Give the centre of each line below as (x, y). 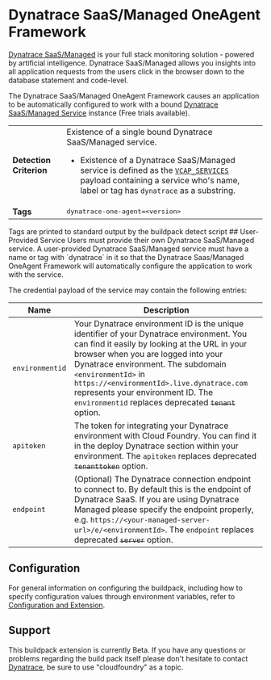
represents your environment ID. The (144, 392)
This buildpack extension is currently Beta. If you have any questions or (127, 650)
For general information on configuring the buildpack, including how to (126, 588)
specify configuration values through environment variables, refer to (122, 596)
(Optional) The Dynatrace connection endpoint (163, 479)
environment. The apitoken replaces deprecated (165, 455)
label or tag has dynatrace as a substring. (158, 190)
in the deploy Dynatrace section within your (156, 446)
